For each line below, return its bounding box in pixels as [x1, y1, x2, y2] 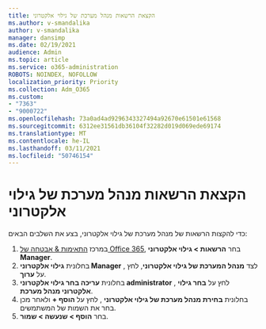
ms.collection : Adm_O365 [8, 85, 90, 94]
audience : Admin [8, 48, 62, 56]
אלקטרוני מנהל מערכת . [19, 286, 93, 296]
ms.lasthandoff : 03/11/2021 [8, 144, 101, 152]
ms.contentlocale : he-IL [8, 136, 90, 145]
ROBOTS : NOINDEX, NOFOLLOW [8, 71, 97, 78]
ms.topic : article [8, 56, 69, 64]
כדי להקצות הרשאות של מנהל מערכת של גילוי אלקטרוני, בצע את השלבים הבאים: [8, 229, 248, 239]
